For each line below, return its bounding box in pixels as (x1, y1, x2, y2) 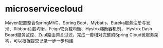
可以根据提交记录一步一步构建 (13, 37, 73, 44)
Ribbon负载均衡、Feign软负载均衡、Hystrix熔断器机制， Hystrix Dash (13, 25, 152, 32)
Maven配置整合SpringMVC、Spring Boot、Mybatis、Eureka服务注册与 (5, 20, 146, 25)
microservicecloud (5, 3, 83, 14)
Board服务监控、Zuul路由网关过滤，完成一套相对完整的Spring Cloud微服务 (5, 32, 154, 37)
